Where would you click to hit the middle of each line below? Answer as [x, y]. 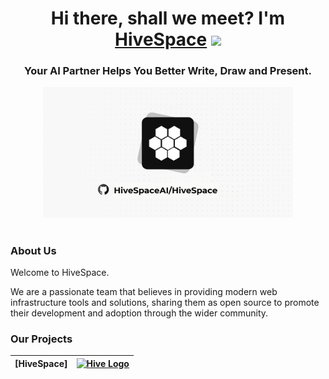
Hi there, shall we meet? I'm [168, 18]
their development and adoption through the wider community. [139, 313]
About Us [33, 250]
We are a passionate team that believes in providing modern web [144, 292]
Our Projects [41, 339]
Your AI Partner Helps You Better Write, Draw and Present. [168, 71]
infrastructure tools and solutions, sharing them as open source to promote [165, 303]
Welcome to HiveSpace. [60, 273]
